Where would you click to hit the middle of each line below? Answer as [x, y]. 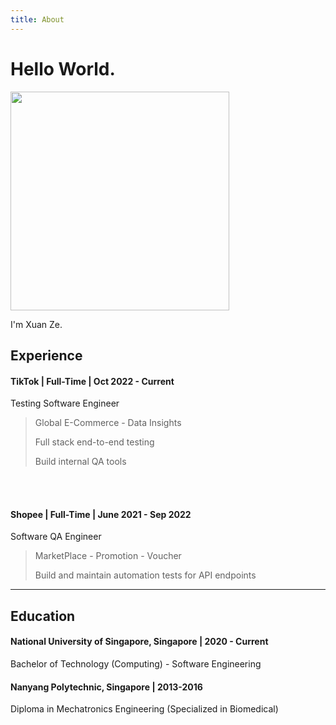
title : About [37, 19]
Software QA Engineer [56, 537]
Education [43, 616]
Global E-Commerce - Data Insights [108, 423]
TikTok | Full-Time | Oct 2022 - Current [92, 381]
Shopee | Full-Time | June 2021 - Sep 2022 [101, 514]
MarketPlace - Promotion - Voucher [108, 556]
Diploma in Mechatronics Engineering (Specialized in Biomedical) [144, 709]
